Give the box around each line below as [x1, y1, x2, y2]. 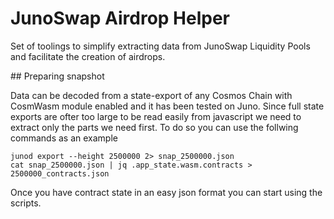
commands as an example [10, 132, 118, 144]
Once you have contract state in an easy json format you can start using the [10, 186, 323, 198]
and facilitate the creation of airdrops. [10, 50, 166, 62]
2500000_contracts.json [10, 168, 110, 179]
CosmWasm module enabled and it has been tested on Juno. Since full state [10, 100, 325, 112]
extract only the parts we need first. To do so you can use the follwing [10, 121, 299, 133]
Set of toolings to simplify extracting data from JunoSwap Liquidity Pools [10, 40, 311, 52]
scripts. [10, 197, 42, 209]
